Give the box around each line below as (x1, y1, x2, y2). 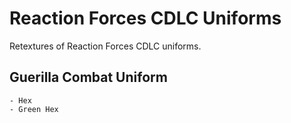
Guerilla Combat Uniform (9, 69, 168, 86)
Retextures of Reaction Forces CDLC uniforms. (9, 40, 202, 52)
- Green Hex (9, 104, 59, 114)
